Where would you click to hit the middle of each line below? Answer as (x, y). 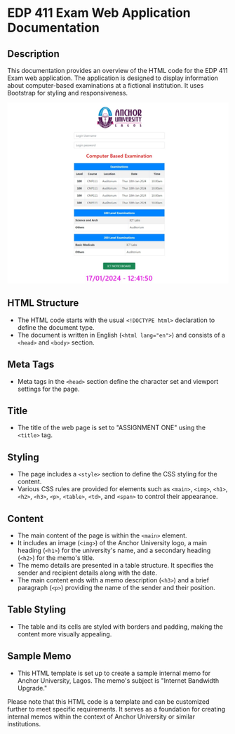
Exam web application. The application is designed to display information (113, 78)
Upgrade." (32, 688)
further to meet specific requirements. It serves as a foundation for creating (116, 709)
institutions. (24, 723)
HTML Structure (43, 303)
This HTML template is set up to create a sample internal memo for (114, 673)
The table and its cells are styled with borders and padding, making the (120, 627)
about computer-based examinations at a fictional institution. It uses (106, 85)
